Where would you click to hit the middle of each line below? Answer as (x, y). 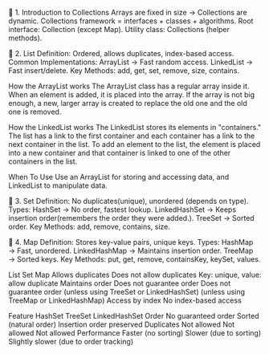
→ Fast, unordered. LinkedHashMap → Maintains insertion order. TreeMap (131, 250)
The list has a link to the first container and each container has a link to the (132, 136)
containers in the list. (43, 161)
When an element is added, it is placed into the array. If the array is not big (132, 95)
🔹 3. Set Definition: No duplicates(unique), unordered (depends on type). (128, 201)
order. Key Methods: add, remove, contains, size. (90, 226)
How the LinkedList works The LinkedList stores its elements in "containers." (135, 127)
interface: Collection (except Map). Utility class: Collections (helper (119, 29)
